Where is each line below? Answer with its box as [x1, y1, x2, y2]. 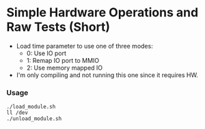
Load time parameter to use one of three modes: [16, 42, 153, 50]
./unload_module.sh [6, 115, 62, 122]
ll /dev [6, 109, 29, 117]
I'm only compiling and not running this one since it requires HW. [16, 70, 199, 79]
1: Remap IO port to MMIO [26, 56, 100, 64]
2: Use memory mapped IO [26, 63, 103, 72]
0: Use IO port [26, 49, 66, 57]
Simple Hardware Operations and [6, 5, 199, 20]
